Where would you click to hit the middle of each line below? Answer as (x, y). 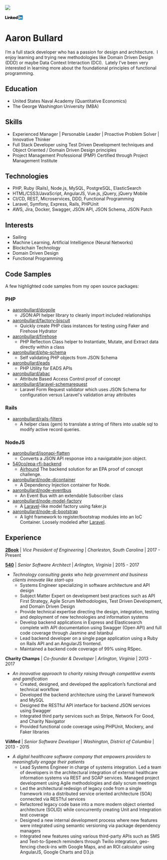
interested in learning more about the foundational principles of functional (81, 68)
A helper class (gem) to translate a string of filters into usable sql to (89, 424)
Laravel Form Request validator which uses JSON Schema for (83, 390)
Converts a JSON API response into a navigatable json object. (83, 458)
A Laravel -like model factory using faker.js (63, 506)
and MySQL (32, 700)
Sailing (19, 237)
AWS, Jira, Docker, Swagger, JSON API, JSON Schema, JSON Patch (83, 209)
